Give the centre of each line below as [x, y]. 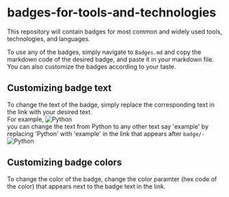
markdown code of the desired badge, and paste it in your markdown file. [110, 59]
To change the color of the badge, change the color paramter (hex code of [112, 179]
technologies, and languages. [49, 38]
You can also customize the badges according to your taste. [92, 66]
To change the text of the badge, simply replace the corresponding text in [111, 105]
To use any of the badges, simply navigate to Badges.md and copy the [104, 52]
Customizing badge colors [65, 162]
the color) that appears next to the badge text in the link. [86, 186]
